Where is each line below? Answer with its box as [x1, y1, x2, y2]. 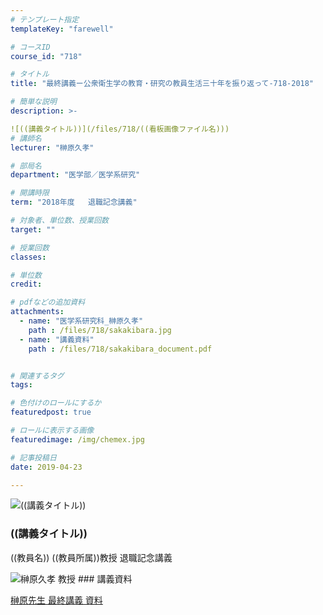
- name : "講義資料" [19, 334, 95, 345]
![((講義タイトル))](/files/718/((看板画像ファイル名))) [10, 124, 230, 134]
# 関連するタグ [10, 371, 65, 381]
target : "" [10, 224, 56, 235]
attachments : [10, 307, 65, 317]
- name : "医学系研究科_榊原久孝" [19, 316, 144, 326]
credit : [10, 279, 43, 290]
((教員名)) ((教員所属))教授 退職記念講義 [10, 551, 173, 563]
